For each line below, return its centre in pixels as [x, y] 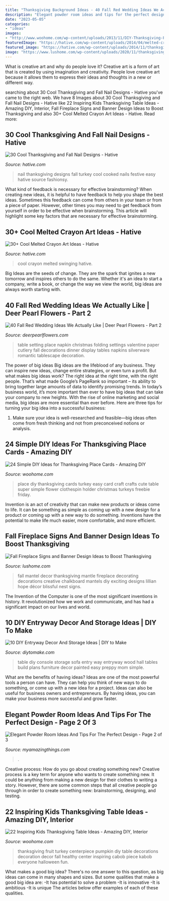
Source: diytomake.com [30, 652]
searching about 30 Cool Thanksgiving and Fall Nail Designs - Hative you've [84, 92]
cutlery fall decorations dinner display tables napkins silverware [83, 350]
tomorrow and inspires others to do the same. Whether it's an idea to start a [84, 279]
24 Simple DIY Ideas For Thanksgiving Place [76, 444]
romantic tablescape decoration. [51, 355]
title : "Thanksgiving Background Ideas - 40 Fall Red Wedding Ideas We [82, 10]
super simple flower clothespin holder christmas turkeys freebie [84, 489]
